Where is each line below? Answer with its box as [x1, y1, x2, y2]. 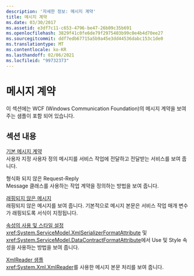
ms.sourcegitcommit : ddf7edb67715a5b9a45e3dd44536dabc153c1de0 [6, 36, 164, 42]
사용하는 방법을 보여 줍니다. [16, 244, 80, 251]
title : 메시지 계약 [6, 14, 47, 20]
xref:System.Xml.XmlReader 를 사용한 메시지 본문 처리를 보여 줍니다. [6, 264, 164, 271]
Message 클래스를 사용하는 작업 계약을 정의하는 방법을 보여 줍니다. [6, 182, 159, 189]
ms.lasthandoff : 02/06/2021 [6, 52, 75, 58]
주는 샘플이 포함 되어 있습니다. [6, 113, 75, 120]
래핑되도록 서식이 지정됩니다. [12, 209, 78, 217]
